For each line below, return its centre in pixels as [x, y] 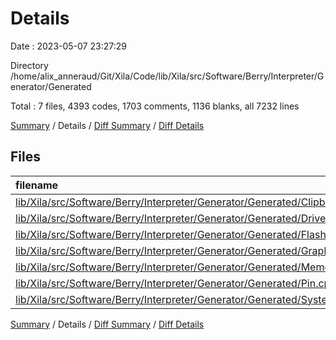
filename [37, 185]
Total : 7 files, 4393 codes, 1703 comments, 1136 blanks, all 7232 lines [155, 106]
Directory [29, 65]
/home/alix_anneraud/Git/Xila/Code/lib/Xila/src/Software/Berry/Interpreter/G [167, 76]
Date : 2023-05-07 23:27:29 [68, 46]
